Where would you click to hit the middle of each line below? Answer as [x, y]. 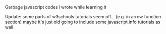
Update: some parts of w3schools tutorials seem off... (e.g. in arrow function [83, 17]
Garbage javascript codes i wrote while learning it [56, 7]
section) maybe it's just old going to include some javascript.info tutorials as [83, 22]
